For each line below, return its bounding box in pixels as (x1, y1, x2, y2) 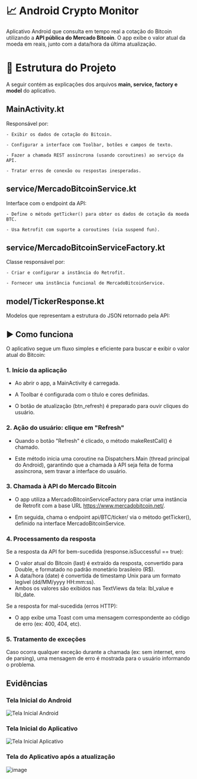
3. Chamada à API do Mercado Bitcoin (6, 482, 117, 490)
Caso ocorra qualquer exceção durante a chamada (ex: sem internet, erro (6, 649, 186, 656)
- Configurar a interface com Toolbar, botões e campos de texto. (6, 142, 173, 148)
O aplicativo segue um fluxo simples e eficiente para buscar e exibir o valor (6, 344, 190, 352)
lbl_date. (14, 591, 35, 598)
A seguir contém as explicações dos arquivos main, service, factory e (6, 81, 178, 88)
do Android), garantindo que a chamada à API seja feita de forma (14, 461, 173, 468)
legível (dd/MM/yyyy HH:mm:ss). (14, 579, 96, 586)
